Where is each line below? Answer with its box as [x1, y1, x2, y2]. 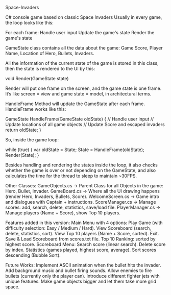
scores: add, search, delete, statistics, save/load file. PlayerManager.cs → [5, 204, 161, 210]
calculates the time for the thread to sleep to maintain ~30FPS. [5, 173, 137, 179]
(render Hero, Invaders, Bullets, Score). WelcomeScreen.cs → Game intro [5, 193, 160, 200]
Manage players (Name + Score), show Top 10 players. [5, 210, 121, 216]
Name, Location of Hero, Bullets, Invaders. [5, 51, 94, 56]
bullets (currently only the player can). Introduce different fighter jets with [5, 273, 160, 279]
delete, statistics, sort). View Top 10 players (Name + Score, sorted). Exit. [5, 231, 159, 236]
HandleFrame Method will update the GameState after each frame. [5, 101, 145, 107]
